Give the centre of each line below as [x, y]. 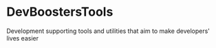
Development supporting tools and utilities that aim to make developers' [108, 31]
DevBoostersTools [60, 12]
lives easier [23, 38]
